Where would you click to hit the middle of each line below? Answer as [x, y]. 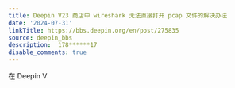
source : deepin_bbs [40, 38]
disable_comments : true [48, 52]
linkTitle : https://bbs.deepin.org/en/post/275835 [94, 30]
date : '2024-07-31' [40, 23]
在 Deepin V [28, 76]
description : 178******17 [53, 45]
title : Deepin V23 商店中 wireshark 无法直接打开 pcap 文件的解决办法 [118, 15]
